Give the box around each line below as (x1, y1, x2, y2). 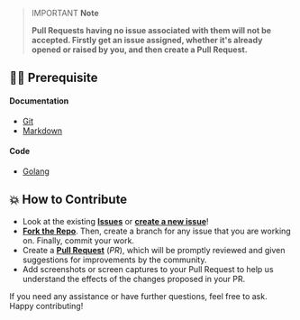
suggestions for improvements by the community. (22, 254, 207, 265)
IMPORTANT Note (31, 8, 99, 18)
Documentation (9, 95, 69, 106)
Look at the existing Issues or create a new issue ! (22, 215, 209, 226)
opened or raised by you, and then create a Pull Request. (31, 44, 248, 55)
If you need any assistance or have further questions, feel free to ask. (9, 290, 268, 301)
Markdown (22, 125, 63, 136)
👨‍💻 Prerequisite (9, 70, 98, 86)
